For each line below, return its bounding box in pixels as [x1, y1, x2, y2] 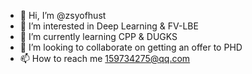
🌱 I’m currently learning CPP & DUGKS [19, 31, 178, 42]
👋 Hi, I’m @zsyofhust [19, 10, 107, 21]
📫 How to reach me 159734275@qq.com [19, 53, 191, 64]
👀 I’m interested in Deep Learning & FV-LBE [19, 20, 199, 32]
